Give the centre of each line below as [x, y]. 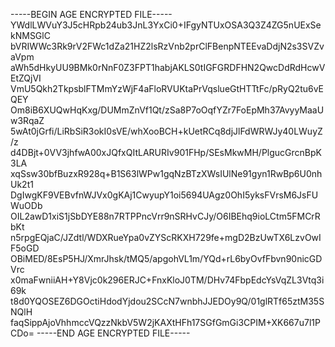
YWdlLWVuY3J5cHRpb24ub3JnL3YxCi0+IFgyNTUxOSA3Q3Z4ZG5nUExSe [166, 25]
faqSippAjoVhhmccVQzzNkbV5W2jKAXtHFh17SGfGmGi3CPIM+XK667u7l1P [165, 322]
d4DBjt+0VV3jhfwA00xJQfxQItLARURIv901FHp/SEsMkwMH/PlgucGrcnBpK [166, 152]
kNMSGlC [30, 35]
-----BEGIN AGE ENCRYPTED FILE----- [91, 14]
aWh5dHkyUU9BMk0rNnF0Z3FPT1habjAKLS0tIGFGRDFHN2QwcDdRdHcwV [168, 67]
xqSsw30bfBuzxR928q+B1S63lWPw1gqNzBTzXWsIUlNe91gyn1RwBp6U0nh [166, 173]
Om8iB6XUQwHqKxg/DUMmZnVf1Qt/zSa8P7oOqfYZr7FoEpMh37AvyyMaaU [167, 110]
